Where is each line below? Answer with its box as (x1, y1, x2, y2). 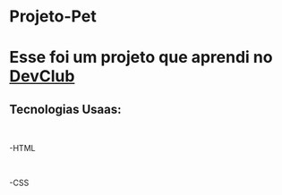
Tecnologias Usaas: (9, 101, 122, 117)
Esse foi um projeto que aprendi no (9, 47, 273, 68)
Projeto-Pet (9, 6, 97, 27)
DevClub (9, 66, 75, 87)
